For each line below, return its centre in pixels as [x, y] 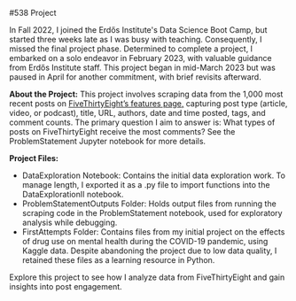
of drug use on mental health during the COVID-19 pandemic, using [145, 241]
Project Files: [34, 158]
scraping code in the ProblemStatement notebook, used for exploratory [152, 213]
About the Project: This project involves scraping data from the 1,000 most [146, 94]
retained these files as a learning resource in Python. [118, 260]
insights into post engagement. [66, 286]
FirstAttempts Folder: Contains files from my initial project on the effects [153, 232]
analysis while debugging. [70, 222]
